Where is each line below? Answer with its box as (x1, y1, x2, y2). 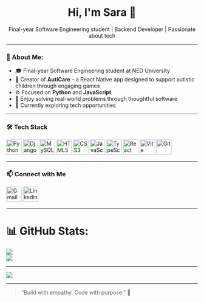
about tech (88, 32, 116, 39)
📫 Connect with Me (6, 170, 66, 179)
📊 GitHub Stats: (6, 224, 89, 238)
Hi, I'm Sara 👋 (67, 5, 137, 19)
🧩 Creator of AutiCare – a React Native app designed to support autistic (15, 76, 195, 83)
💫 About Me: (6, 53, 44, 61)
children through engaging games (15, 82, 100, 90)
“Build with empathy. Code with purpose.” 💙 (21, 289, 131, 296)
